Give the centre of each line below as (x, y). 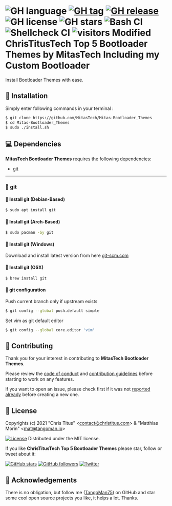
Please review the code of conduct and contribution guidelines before (79, 374)
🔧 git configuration (26, 290)
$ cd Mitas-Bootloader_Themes (38, 123)
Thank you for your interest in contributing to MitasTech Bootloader (77, 358)
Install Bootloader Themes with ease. (44, 80)
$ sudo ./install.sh (27, 127)
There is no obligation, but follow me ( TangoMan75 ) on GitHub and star (80, 492)
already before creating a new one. (42, 395)
